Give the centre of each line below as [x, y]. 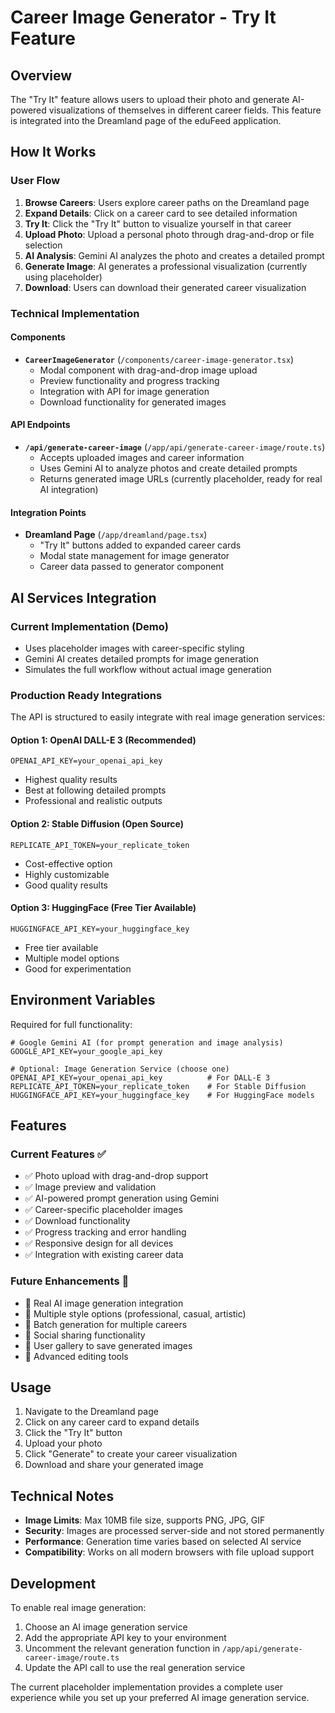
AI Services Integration [83, 597]
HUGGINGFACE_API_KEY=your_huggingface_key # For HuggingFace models [162, 1095]
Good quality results [66, 885]
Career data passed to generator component [132, 567]
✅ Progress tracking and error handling [105, 1232]
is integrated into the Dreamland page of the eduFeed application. [146, 120]
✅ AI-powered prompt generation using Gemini [122, 1198]
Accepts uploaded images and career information [142, 458]
